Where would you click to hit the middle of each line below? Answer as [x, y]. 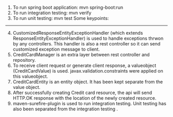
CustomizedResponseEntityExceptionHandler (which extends [78, 33]
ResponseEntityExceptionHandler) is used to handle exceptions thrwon [88, 38]
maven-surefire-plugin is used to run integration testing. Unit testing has [89, 103]
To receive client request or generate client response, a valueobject [84, 65]
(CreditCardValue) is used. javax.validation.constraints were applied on [88, 71]
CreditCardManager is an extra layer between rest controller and [81, 55]
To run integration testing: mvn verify [52, 13]
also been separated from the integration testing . [65, 109]
